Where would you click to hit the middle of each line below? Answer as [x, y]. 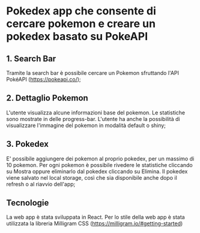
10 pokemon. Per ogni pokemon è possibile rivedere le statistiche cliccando [100, 165]
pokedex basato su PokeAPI [77, 37]
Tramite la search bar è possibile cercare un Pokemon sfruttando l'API [92, 73]
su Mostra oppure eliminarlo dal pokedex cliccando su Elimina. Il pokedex [97, 171]
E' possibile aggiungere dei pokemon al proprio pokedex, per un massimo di [100, 158]
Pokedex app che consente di [81, 11]
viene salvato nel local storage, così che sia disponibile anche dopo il [92, 177]
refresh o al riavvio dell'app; [41, 184]
